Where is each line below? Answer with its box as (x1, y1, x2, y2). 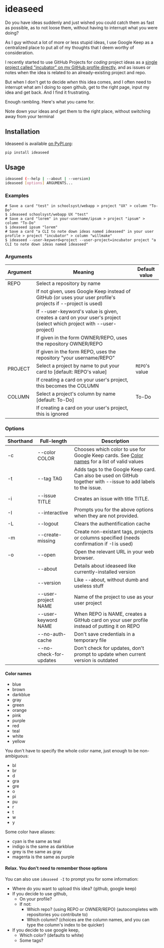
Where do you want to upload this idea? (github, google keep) (12, 886, 137, 891)
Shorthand (7, 438, 33, 444)
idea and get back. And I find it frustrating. (5, 89, 90, 95)
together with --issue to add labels (74, 478, 155, 485)
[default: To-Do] (36, 396, 74, 403)
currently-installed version (74, 568, 136, 575)
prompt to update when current (74, 651, 146, 658)
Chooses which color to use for (74, 446, 146, 453)
